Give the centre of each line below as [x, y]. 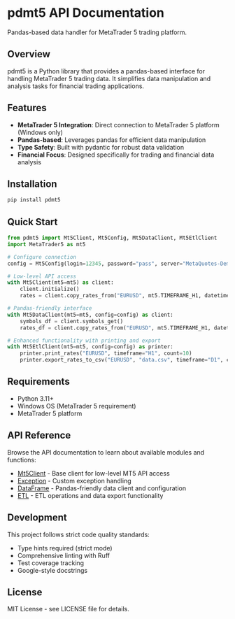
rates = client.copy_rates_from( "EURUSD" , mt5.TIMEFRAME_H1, [111, 296]
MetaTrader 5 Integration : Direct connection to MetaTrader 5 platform [119, 124]
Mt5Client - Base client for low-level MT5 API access [93, 473]
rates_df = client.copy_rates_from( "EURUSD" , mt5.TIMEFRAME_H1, [115, 328]
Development [37, 518]
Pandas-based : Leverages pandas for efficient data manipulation [112, 140]
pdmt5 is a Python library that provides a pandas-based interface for [106, 71]
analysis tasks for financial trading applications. [76, 86]
